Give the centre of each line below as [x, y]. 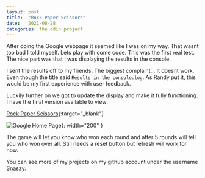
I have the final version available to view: [57, 102]
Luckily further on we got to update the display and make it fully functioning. [102, 95]
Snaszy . [16, 168]
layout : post [23, 12]
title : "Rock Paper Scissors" [46, 18]
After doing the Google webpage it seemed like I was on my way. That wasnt [103, 46]
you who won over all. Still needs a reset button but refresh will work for [97, 144]
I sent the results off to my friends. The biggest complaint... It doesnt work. [100, 71]
